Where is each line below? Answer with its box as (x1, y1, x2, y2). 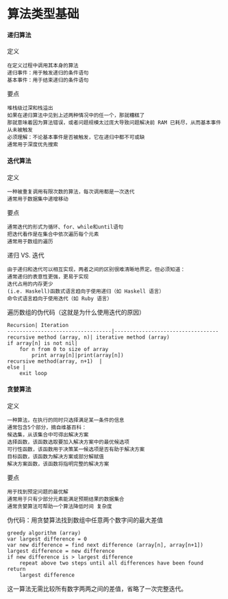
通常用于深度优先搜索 (7, 142, 58, 148)
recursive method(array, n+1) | (7, 358, 103, 365)
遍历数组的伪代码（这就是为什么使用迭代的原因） (7, 308, 145, 316)
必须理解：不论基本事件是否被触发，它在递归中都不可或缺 (7, 134, 145, 141)
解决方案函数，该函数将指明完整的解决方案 (7, 460, 110, 467)
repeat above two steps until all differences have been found (19, 559, 204, 567)
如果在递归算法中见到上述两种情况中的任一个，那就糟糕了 (7, 112, 145, 119)
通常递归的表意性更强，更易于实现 (7, 273, 89, 280)
